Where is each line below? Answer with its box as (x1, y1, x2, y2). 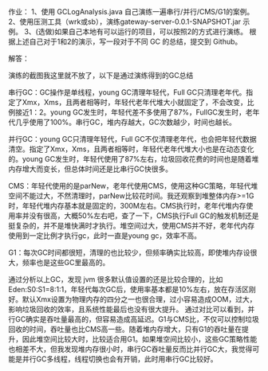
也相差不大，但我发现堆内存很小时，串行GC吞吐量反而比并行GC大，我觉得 (8, 345, 253, 353)
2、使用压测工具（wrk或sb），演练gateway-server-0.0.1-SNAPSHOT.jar (8, 17, 242, 26)
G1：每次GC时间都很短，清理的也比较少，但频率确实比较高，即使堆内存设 (8, 248, 250, 257)
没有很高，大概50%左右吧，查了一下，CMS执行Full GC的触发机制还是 (29, 211, 259, 221)
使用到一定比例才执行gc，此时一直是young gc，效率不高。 (8, 231, 202, 240)
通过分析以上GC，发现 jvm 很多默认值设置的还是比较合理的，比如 (8, 275, 223, 284)
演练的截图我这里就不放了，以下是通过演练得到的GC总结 (8, 71, 194, 80)
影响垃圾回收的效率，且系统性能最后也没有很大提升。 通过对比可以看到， (8, 305, 248, 314)
